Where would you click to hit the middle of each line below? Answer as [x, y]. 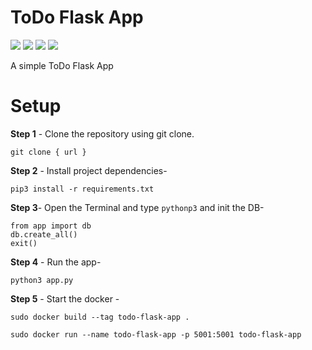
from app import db [51, 226]
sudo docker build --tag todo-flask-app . [100, 317]
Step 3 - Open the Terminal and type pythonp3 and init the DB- [137, 207]
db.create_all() [44, 234]
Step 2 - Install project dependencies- [89, 170]
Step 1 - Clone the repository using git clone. [102, 133]
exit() [24, 243]
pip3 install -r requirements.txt [82, 189]
